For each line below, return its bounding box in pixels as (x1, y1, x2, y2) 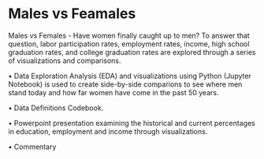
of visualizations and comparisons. (8, 56, 121, 65)
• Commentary (8, 142, 57, 151)
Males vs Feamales (8, 5, 136, 23)
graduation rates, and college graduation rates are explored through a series (8, 47, 256, 57)
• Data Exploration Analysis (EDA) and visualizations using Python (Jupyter (8, 71, 252, 80)
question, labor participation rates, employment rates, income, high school (8, 39, 250, 48)
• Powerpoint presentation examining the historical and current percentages (8, 118, 256, 128)
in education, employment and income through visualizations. (8, 127, 208, 136)
